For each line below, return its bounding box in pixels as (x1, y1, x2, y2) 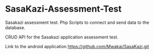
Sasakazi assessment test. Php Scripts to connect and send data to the (5, 19, 149, 25)
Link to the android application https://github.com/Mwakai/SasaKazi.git (5, 43, 149, 49)
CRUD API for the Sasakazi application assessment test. (5, 34, 119, 40)
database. (5, 24, 26, 30)
